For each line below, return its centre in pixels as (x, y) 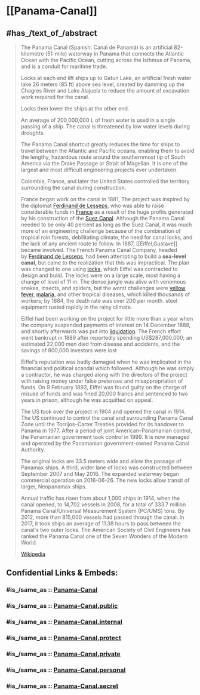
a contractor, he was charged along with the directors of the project (104, 375)
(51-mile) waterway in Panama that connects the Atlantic (114, 54)
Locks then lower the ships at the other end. (75, 108)
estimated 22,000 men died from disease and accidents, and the (100, 344)
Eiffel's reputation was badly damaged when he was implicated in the (106, 362)
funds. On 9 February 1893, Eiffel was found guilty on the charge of (104, 387)
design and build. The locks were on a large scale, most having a (101, 275)
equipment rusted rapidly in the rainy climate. (76, 307)
